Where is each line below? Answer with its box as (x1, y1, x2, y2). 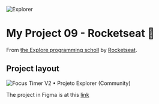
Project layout (6, 63, 60, 74)
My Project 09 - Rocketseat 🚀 (6, 27, 155, 40)
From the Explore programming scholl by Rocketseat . (6, 46, 137, 53)
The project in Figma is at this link (6, 91, 89, 98)
